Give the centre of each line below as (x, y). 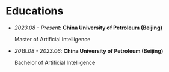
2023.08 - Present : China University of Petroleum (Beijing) (88, 28)
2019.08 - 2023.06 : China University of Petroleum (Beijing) (89, 51)
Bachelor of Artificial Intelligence (55, 62)
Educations (35, 11)
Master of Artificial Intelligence (52, 39)
